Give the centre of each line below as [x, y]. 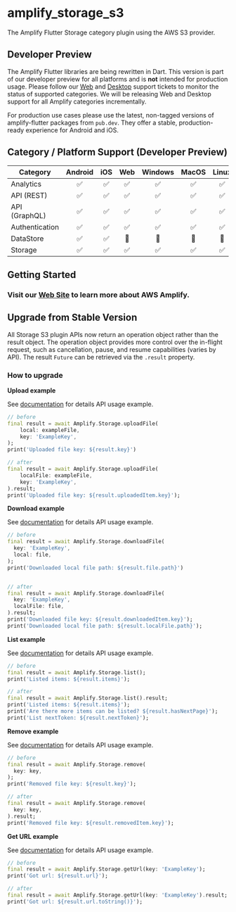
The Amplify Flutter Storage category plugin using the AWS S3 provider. [111, 32]
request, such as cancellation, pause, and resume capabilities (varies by [112, 349]
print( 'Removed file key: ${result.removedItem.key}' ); [91, 823]
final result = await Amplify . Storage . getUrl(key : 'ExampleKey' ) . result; [118, 895]
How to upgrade [35, 375]
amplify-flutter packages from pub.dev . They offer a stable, [92, 122]
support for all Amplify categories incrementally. [77, 101]
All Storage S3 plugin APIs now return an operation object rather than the [113, 334]
